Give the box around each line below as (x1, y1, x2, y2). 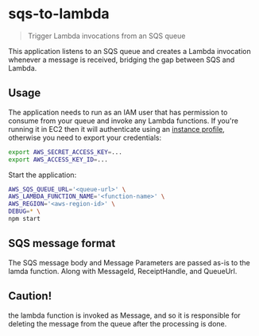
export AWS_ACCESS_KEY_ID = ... (8, 156, 109, 164)
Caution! (8, 289, 52, 303)
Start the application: (8, 170, 77, 180)
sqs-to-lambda (8, 5, 110, 23)
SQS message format (8, 237, 116, 250)
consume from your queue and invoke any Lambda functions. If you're (8, 116, 238, 126)
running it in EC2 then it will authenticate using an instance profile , (8, 124, 225, 133)
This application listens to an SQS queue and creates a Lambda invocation (8, 46, 252, 56)
